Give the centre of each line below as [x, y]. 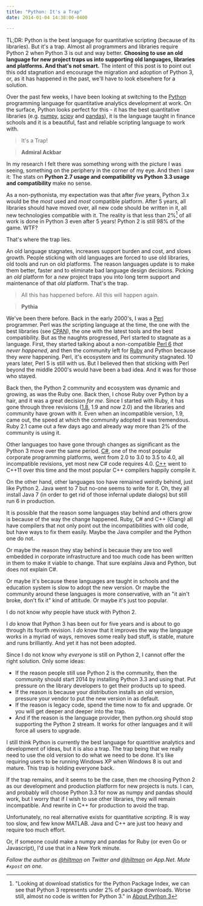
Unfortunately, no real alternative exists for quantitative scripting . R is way [98, 817]
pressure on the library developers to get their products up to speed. [100, 686]
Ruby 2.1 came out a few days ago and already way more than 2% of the [96, 426]
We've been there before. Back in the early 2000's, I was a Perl [85, 318]
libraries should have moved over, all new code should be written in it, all [97, 207]
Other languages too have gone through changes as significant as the [93, 445]
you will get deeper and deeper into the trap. [70, 712]
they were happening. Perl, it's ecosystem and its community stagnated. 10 [100, 357]
